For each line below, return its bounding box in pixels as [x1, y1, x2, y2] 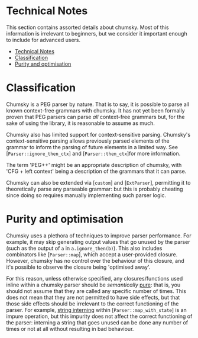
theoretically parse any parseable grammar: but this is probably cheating [6, 185, 183, 192]
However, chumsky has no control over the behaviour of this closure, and [6, 257, 184, 264]
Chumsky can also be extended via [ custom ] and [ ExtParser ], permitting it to [6, 179, 191, 186]
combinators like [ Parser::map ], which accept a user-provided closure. [6, 250, 178, 258]
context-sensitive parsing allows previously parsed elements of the [6, 137, 170, 144]
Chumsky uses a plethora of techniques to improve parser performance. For [6, 232, 191, 239]
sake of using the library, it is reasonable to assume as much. [6, 120, 155, 127]
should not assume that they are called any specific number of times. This [6, 287, 186, 294]
